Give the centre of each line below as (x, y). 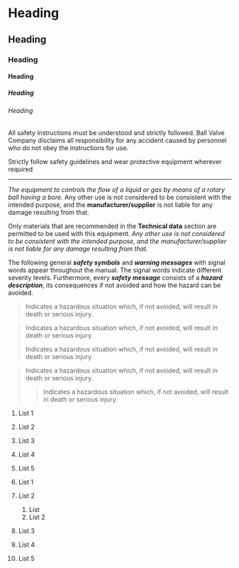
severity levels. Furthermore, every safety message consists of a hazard (115, 277)
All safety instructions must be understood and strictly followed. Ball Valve (117, 132)
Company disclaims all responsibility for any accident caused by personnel (117, 140)
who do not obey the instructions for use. (68, 148)
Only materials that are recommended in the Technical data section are (112, 226)
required (21, 169)
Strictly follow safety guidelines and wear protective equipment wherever (115, 161)
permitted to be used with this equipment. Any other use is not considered (117, 233)
